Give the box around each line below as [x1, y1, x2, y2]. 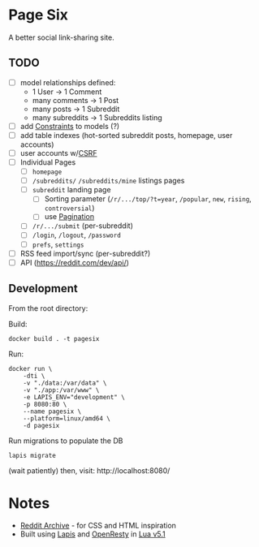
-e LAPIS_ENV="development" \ [23, 393, 126, 401]
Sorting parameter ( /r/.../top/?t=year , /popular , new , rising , [44, 194, 252, 204]
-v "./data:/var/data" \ [23, 379, 107, 387]
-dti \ [23, 372, 45, 380]
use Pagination [44, 212, 95, 222]
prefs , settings [32, 239, 84, 249]
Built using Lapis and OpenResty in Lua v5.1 [19, 529, 166, 539]
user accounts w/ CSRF [19, 148, 97, 157]
